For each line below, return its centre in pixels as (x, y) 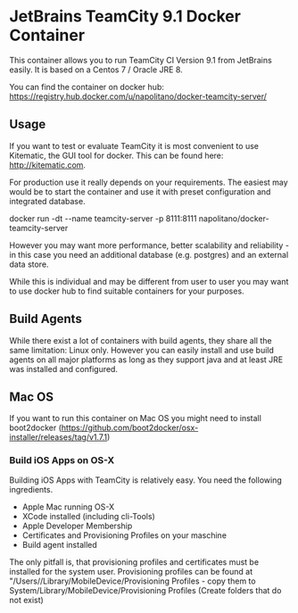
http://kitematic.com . (48, 165)
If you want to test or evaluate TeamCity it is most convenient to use (134, 145)
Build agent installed (60, 544)
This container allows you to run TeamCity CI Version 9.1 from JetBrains (141, 60)
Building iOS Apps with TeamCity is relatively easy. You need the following (146, 480)
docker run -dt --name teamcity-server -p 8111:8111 (103, 218)
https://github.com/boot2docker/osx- (130, 428)
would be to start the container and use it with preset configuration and (140, 191)
